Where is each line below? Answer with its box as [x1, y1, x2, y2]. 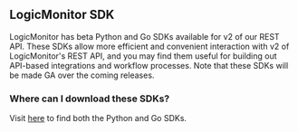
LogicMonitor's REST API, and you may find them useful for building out [9, 50, 278, 61]
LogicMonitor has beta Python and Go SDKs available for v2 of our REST [9, 31, 280, 42]
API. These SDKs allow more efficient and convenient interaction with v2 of [9, 41, 290, 52]
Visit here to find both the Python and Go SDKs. [9, 113, 187, 124]
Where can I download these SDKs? [9, 92, 170, 105]
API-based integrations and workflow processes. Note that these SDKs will [9, 60, 289, 71]
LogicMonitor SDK [9, 7, 115, 23]
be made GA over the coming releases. [9, 70, 155, 80]
